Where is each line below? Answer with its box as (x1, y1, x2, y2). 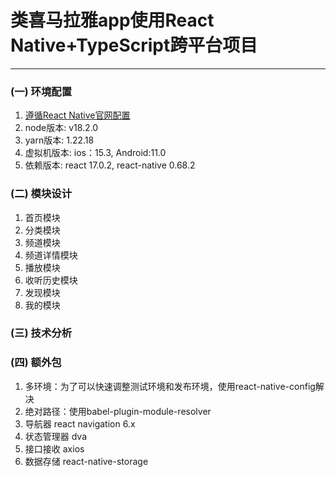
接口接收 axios (24, 442, 85, 455)
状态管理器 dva (24, 430, 88, 442)
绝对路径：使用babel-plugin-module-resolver (24, 405, 212, 417)
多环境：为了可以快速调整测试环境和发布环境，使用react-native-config (24, 380, 316, 392)
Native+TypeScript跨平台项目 (10, 34, 258, 57)
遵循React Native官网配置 (24, 109, 131, 121)
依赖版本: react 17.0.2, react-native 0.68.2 (24, 159, 196, 171)
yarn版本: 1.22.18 (24, 134, 95, 146)
